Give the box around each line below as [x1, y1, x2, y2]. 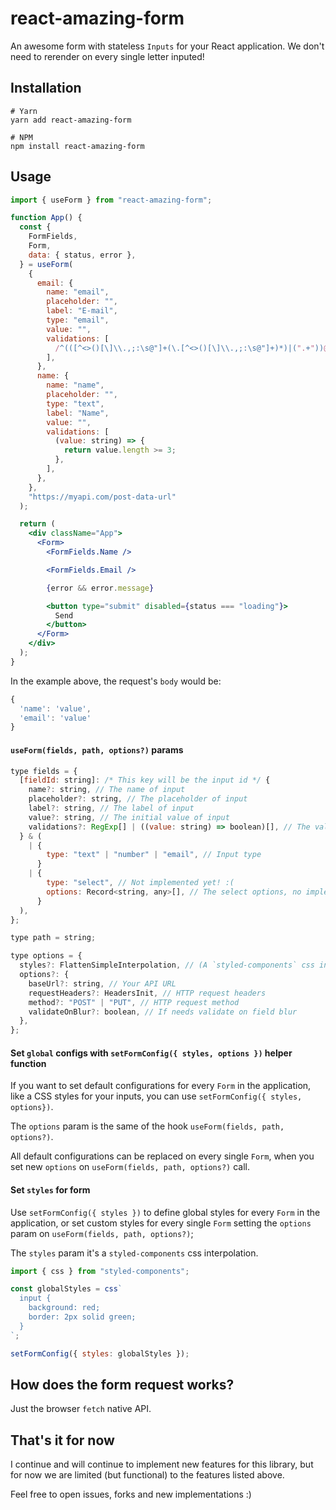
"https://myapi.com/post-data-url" [28, 492, 177, 502]
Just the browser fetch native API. [10, 1403, 152, 1415]
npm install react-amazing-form [10, 141, 145, 151]
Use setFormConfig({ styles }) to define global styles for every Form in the [10, 1206, 321, 1218]
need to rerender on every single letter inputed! [10, 50, 205, 62]
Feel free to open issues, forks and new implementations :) [10, 1488, 252, 1501]
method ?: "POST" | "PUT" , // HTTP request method [28, 997, 240, 1007]
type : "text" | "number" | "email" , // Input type [46, 850, 262, 860]
